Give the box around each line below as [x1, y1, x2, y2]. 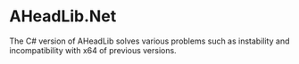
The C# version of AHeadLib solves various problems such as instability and [9, 36, 290, 46]
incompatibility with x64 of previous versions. [9, 44, 177, 55]
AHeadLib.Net [9, 6, 117, 27]
